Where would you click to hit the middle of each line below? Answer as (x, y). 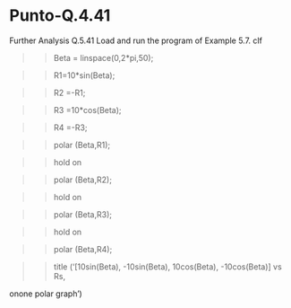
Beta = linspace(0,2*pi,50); (103, 57)
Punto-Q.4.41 (60, 16)
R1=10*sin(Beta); (84, 75)
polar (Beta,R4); (83, 249)
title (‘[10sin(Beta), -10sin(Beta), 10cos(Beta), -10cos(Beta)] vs (167, 267)
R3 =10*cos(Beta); (88, 110)
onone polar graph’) (46, 294)
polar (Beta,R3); (82, 214)
